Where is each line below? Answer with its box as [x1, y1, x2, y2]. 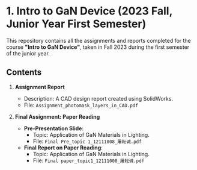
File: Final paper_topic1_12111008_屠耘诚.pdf [32, 157, 145, 164]
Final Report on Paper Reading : [23, 143, 103, 151]
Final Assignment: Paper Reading [14, 113, 100, 120]
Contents [6, 68, 42, 78]
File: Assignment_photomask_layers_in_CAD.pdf [23, 101, 138, 109]
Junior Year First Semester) [6, 17, 147, 31]
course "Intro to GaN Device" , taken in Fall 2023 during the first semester [6, 43, 190, 51]
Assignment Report [14, 83, 65, 90]
